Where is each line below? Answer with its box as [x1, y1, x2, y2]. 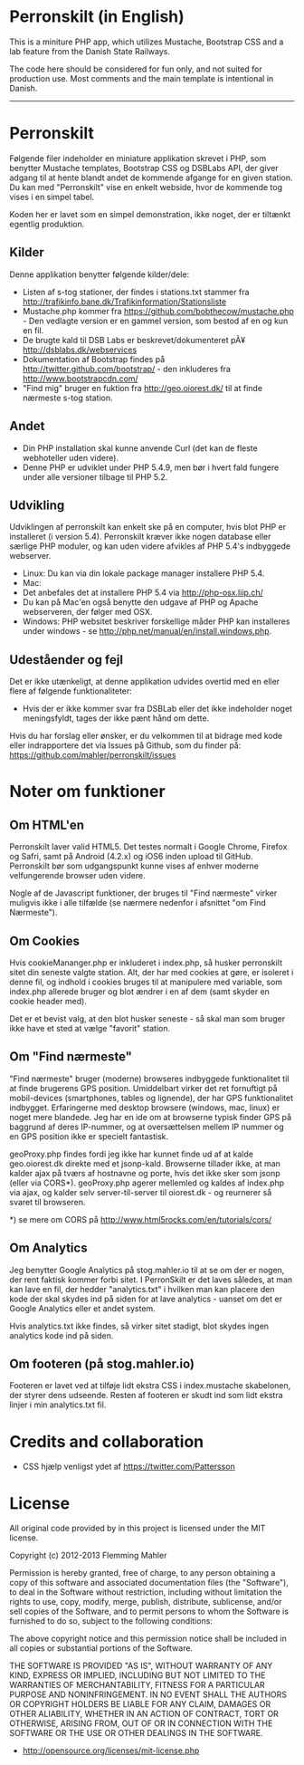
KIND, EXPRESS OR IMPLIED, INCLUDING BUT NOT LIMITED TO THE [9, 1670, 266, 1681]
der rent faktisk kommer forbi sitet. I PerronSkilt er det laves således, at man [9, 1274, 293, 1285]
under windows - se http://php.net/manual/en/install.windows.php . [22, 626, 272, 637]
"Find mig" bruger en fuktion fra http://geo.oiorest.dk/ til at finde [22, 382, 263, 393]
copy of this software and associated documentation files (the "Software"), [9, 1578, 290, 1588]
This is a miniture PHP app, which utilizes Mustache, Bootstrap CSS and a [9, 36, 284, 47]
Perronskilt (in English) [9, 6, 185, 27]
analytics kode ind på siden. [9, 1329, 114, 1341]
